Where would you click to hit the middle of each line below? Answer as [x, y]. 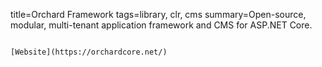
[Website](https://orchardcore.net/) [89, 52]
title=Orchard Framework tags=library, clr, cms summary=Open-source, [158, 14]
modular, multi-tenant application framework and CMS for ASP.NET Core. [161, 25]
